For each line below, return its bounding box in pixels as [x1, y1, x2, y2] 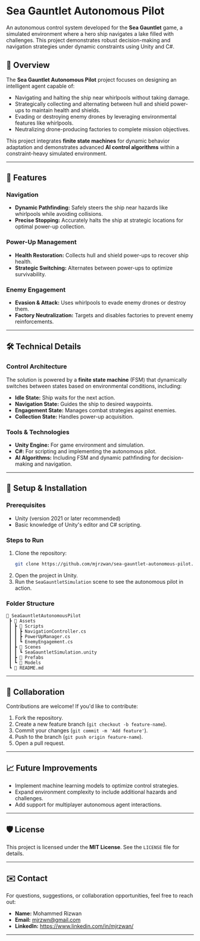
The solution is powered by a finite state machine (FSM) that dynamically [6, 376, 187, 383]
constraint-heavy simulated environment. [6, 150, 107, 157]
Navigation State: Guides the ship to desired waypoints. [14, 400, 153, 407]
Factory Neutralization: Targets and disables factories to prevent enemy [14, 312, 193, 319]
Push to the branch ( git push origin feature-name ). [14, 733, 143, 740]
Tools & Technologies [6, 428, 70, 436]
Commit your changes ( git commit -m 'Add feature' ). [14, 726, 148, 734]
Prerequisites [6, 501, 46, 509]
